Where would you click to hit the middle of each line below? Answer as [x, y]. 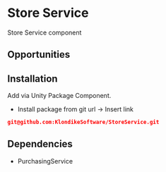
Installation [32, 79]
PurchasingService [45, 161]
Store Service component [45, 32]
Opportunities [39, 55]
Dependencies [40, 144]
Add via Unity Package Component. [59, 96]
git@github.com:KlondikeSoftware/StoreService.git [83, 122]
